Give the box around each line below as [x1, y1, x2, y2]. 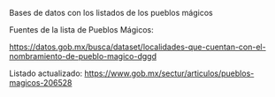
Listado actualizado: [9, 68, 83, 78]
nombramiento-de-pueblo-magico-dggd [9, 51, 157, 61]
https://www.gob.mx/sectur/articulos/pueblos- [84, 68, 255, 78]
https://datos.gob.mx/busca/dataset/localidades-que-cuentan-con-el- [9, 41, 267, 52]
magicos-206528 [9, 78, 73, 87]
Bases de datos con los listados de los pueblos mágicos [9, 8, 214, 18]
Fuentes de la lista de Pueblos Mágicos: [9, 25, 154, 34]
